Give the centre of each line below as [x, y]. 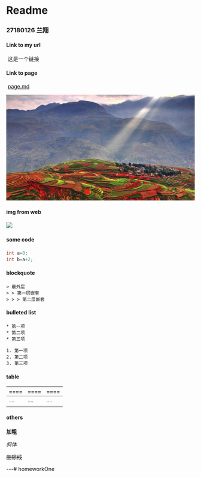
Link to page [22, 73]
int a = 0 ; [17, 253]
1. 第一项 [17, 351]
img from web [24, 212]
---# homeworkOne [31, 469]
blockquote [21, 273]
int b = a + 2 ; [20, 259]
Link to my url [23, 45]
